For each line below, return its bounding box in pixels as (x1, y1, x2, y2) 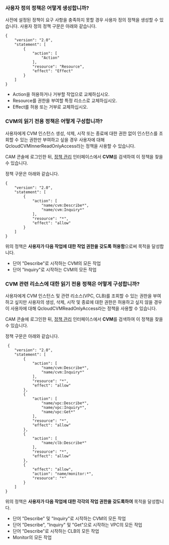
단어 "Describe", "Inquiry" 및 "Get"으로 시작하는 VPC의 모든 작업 (12, 521, 143, 528)
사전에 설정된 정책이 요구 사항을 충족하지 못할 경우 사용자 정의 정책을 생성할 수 (5, 17, 159, 23)
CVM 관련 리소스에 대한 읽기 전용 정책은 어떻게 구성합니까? (5, 280, 140, 287)
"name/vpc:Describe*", (41, 400, 89, 406)
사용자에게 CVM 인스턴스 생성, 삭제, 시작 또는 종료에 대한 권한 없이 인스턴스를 (5, 130, 158, 136)
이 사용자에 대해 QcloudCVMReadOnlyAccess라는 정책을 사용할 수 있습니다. (5, 305, 157, 311)
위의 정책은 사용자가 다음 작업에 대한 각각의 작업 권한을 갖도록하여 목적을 (5, 498, 147, 504)
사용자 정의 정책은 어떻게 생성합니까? (5, 4, 89, 11)
